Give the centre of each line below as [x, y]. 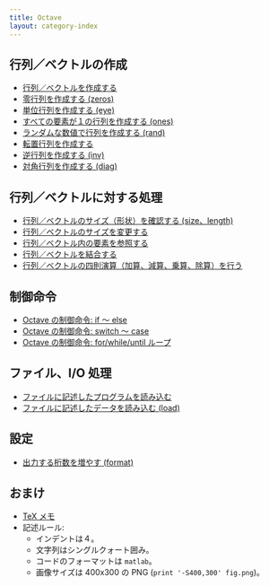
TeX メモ [39, 516]
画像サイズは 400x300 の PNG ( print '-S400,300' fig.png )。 [150, 573]
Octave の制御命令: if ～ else [75, 319]
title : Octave [36, 17]
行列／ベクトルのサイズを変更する [85, 232]
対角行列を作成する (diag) [70, 166]
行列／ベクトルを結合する [69, 254]
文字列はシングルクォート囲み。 [95, 550]
